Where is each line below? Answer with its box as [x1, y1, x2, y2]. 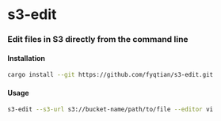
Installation [7, 53, 45, 62]
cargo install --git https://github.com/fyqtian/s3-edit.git [7, 71, 214, 79]
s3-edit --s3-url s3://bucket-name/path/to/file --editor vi [7, 105, 214, 114]
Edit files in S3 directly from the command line [7, 34, 189, 45]
